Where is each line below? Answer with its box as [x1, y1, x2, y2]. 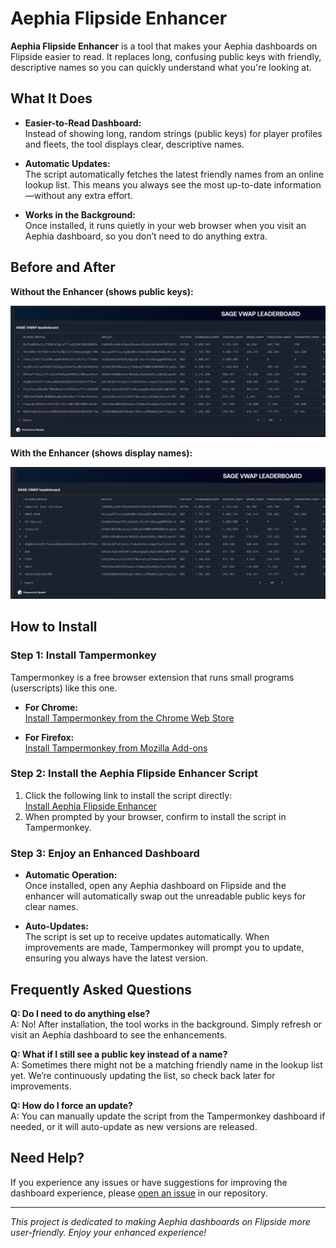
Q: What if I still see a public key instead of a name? [10, 1048, 228, 1060]
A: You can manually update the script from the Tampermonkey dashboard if [10, 1110, 326, 1122]
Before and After [10, 259, 116, 276]
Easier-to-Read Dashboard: [24, 117, 142, 129]
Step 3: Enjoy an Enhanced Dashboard [10, 846, 200, 860]
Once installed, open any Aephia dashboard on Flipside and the [24, 880, 287, 892]
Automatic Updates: [24, 157, 111, 169]
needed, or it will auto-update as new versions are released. [10, 1120, 258, 1132]
